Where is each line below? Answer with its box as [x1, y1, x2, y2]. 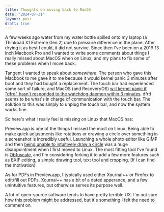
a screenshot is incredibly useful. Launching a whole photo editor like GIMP [5, 136, 158, 142]
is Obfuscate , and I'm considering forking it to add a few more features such [5, 152, 160, 158]
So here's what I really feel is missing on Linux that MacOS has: [5, 116, 134, 122]
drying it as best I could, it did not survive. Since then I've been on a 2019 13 [5, 45, 160, 51]
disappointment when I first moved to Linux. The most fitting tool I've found [5, 147, 158, 152]
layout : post [5, 16, 32, 21]
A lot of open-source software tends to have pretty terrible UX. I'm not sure [5, 192, 158, 198]
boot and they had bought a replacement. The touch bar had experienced [5, 81, 154, 87]
